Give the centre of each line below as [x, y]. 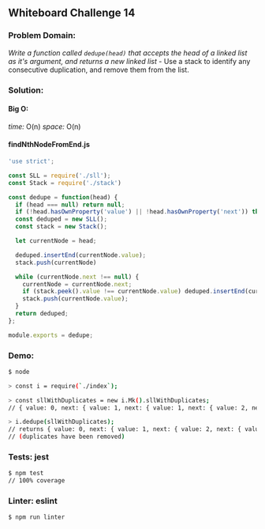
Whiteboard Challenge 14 [72, 13]
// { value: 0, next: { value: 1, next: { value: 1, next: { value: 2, [128, 408]
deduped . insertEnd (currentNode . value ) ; [81, 255]
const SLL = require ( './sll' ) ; [60, 176]
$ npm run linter [37, 517]
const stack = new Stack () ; [62, 227]
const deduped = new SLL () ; [62, 219]
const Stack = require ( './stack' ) [65, 183]
